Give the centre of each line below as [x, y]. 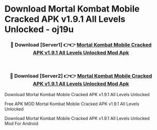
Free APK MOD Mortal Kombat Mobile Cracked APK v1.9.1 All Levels [72, 104]
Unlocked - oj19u [39, 29]
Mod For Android [21, 123]
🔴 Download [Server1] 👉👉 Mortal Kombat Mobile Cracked [81, 45]
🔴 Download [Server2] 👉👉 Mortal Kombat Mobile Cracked [81, 76]
